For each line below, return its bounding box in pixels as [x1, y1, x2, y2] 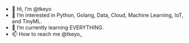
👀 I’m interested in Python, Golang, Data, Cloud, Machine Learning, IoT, [11, 12, 184, 19]
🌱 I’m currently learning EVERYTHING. [11, 24, 104, 31]
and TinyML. [11, 18, 42, 24]
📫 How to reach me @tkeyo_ [11, 31, 83, 37]
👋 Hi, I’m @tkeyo [11, 6, 52, 12]
